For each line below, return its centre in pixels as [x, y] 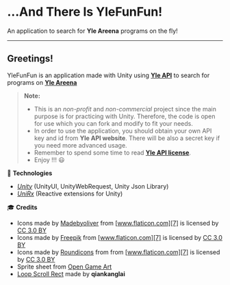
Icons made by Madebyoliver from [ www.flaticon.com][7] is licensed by [118, 223]
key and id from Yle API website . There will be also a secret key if [127, 138]
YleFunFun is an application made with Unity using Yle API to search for [108, 75]
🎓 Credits [22, 207]
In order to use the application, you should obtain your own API [123, 131]
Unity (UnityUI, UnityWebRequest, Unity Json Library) [93, 186]
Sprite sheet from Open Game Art [64, 267]
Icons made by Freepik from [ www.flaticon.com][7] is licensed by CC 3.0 [119, 237]
